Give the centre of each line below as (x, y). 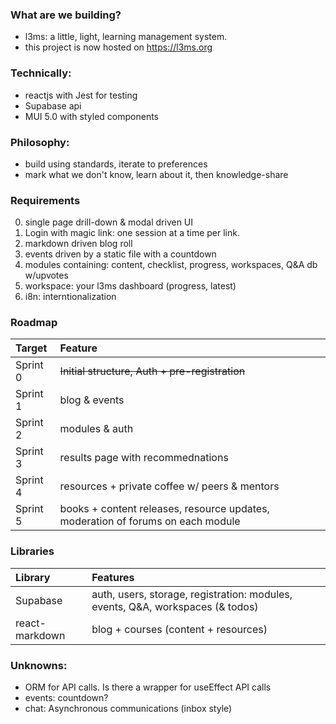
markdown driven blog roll (78, 244)
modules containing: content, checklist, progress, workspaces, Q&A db (171, 265)
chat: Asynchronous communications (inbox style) (128, 709)
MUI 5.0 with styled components (91, 116)
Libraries (32, 551)
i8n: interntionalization (70, 297)
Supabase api (53, 105)
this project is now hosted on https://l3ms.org (118, 47)
